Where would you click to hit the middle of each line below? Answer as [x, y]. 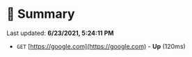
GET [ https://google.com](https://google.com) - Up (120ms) [101, 46]
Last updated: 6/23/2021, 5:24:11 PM [60, 33]
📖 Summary [41, 14]
